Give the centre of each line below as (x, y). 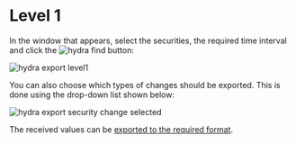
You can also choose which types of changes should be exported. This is (145, 85)
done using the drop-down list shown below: (92, 94)
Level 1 (35, 16)
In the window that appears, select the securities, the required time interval (148, 40)
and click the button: (72, 49)
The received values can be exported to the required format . (121, 129)
